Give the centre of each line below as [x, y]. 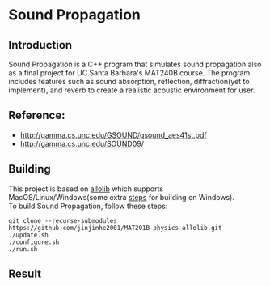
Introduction [40, 45]
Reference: [37, 115]
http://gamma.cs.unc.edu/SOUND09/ [82, 143]
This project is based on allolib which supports [86, 189]
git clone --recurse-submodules [63, 220]
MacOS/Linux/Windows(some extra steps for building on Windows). [121, 197]
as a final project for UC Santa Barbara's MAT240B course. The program [129, 73]
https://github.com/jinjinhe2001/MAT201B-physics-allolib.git [115, 228]
